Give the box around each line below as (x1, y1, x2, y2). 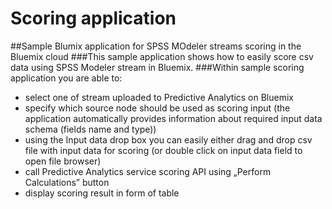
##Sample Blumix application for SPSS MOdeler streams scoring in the (10, 40, 302, 52)
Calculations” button (24, 176, 110, 188)
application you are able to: (10, 72, 123, 84)
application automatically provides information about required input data (24, 112, 323, 124)
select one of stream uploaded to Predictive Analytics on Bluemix (24, 91, 294, 103)
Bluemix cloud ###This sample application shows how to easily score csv (10, 50, 314, 62)
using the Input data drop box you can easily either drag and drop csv (24, 133, 313, 146)
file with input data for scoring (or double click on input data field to (24, 144, 303, 156)
